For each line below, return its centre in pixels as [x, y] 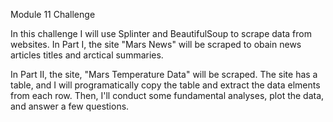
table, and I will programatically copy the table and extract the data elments [165, 85]
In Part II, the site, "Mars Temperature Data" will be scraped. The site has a [164, 74]
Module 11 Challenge [53, 14]
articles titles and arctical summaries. [87, 55]
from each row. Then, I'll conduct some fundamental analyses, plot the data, [167, 95]
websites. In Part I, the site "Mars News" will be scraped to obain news [156, 44]
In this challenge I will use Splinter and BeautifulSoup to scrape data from [161, 33]
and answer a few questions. [70, 106]
